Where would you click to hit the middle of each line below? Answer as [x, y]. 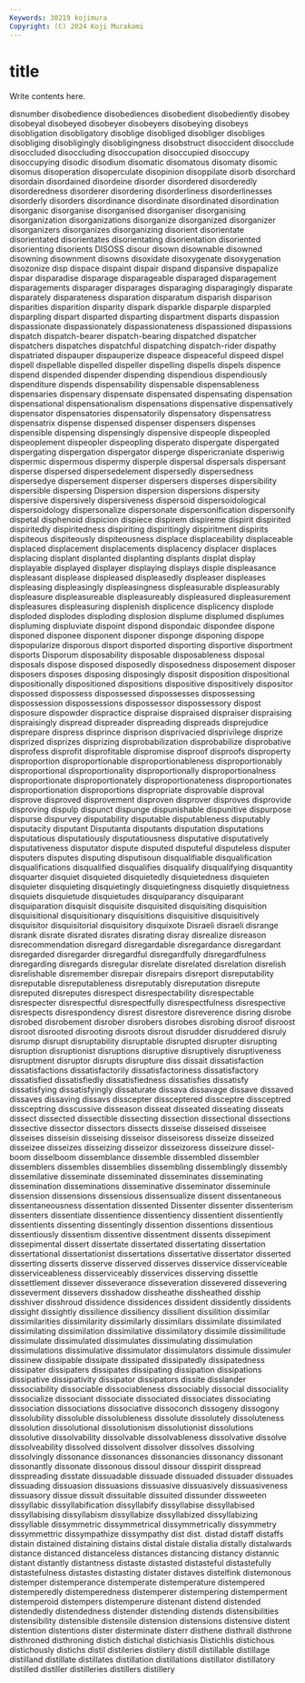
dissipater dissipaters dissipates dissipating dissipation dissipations [136, 1370]
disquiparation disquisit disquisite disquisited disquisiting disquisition [138, 907]
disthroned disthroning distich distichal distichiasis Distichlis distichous [142, 1640]
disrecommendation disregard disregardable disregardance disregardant [145, 945]
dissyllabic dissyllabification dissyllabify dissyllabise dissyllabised [133, 1505]
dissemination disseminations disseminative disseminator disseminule [140, 1187]
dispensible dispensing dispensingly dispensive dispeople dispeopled [140, 433]
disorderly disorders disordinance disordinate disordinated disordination [144, 201]
